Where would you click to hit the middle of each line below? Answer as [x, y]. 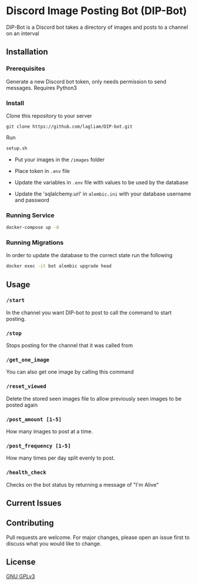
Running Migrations [35, 242]
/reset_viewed [26, 386]
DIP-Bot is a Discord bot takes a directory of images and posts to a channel [97, 27]
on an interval [23, 33]
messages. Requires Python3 [42, 88]
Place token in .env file [42, 171]
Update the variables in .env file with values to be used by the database [101, 182]
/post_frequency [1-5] [39, 446]
